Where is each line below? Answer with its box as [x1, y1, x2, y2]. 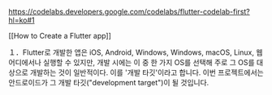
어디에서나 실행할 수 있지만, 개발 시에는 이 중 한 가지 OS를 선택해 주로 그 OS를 [8, 58, 255, 67]
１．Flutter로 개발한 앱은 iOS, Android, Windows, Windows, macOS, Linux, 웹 [8, 47, 263, 57]
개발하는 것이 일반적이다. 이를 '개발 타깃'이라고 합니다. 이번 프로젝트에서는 [29, 68, 264, 77]
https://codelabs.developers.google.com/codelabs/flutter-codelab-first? [8, 7, 250, 16]
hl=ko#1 [8, 15, 35, 25]
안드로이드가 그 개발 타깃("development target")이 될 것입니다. [8, 78, 209, 87]
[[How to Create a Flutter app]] [8, 31, 112, 40]
